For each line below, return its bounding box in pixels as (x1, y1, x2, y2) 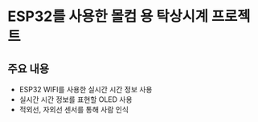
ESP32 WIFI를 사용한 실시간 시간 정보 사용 (18, 85, 153, 94)
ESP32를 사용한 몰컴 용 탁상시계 (7, 7, 209, 26)
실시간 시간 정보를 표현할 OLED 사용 (18, 95, 133, 104)
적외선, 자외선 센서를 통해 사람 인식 (18, 105, 129, 114)
